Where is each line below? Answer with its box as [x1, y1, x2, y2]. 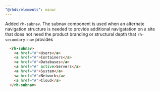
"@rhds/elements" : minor [5, 7, 56, 12]
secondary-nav [5, 37, 35, 42]
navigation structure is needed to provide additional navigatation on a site [5, 26, 155, 32]
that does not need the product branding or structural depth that [5, 31, 136, 37]
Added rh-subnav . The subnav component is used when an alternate [5, 21, 145, 27]
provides [35, 36, 53, 42]
